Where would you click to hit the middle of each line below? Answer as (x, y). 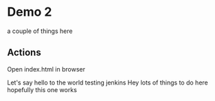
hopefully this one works (42, 89)
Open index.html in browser (46, 69)
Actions (24, 53)
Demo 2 (30, 12)
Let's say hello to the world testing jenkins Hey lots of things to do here (107, 82)
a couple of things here (40, 31)
